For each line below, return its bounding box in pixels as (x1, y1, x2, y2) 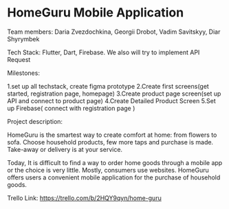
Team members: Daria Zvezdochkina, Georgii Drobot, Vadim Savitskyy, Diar (7, 27, 221, 36)
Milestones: (7, 69, 40, 77)
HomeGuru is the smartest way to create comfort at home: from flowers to (7, 131, 217, 139)
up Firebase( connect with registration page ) (7, 104, 135, 112)
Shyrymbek (7, 34, 40, 43)
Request (7, 55, 31, 63)
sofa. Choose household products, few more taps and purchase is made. (7, 137, 214, 146)
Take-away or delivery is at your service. (7, 145, 122, 153)
